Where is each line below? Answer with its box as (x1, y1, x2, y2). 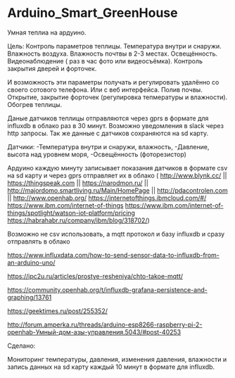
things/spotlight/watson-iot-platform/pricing (7, 208, 136, 217)
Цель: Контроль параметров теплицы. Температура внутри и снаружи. (7, 42, 222, 50)
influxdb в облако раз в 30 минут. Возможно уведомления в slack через (7, 121, 224, 130)
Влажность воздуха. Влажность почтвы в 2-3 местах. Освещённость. (7, 49, 218, 58)
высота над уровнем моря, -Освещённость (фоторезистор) (7, 150, 186, 158)
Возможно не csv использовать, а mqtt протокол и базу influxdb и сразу (7, 229, 225, 238)
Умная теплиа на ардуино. (7, 28, 87, 37)
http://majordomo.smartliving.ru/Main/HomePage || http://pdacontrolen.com (7, 186, 228, 194)
